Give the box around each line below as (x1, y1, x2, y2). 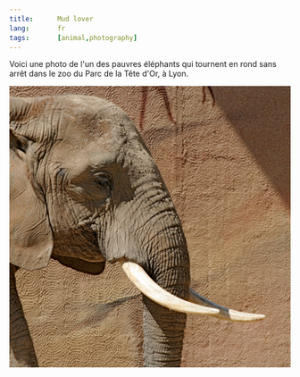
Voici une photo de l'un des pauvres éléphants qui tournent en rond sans (9, 59, 277, 70)
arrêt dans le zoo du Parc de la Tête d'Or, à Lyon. (9, 68, 189, 80)
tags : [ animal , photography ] (9, 33, 138, 42)
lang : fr (9, 23, 66, 33)
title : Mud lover (9, 14, 94, 23)
